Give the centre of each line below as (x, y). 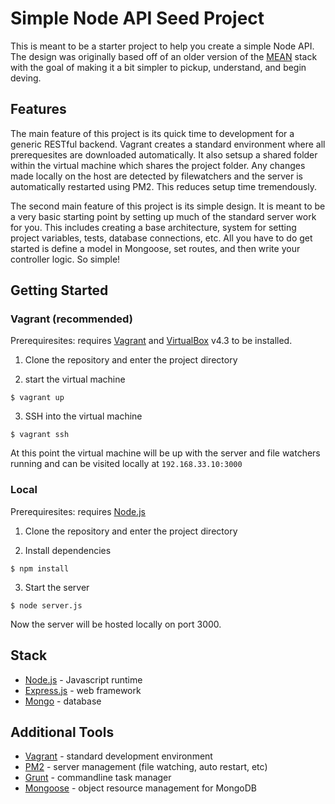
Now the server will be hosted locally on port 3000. (116, 624)
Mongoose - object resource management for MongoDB (140, 788)
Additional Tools (62, 732)
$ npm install (40, 568)
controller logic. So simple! (65, 259)
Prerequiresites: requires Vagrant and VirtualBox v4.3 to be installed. (151, 341)
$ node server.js (46, 605)
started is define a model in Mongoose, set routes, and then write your (155, 248)
